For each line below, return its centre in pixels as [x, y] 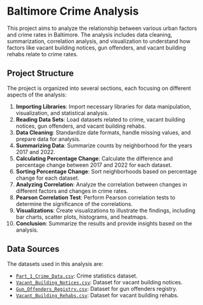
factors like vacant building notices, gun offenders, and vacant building [96, 48]
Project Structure [40, 74]
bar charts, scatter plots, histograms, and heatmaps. [82, 217]
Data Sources [33, 249]
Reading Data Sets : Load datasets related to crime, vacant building [100, 119]
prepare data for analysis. [48, 139]
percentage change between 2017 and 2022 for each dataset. [94, 165]
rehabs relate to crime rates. [42, 54]
